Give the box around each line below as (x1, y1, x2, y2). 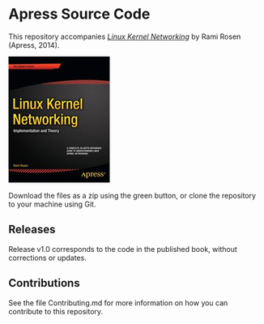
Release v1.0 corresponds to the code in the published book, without (8, 244, 237, 254)
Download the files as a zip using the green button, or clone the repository (8, 190, 257, 200)
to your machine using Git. (8, 199, 96, 209)
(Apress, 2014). (8, 40, 60, 49)
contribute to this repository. (8, 306, 104, 316)
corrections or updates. (8, 253, 87, 262)
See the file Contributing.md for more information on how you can (8, 297, 228, 308)
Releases (8, 223, 56, 237)
